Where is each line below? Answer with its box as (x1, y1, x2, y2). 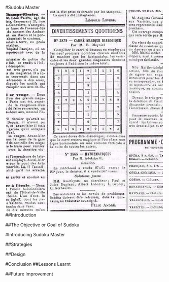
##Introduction (5, 212, 37, 218)
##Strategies (5, 241, 32, 248)
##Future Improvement (5, 271, 53, 277)
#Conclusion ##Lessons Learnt (5, 261, 71, 267)
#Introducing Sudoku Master (5, 232, 65, 237)
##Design (5, 251, 26, 257)
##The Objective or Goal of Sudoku (5, 222, 80, 228)
